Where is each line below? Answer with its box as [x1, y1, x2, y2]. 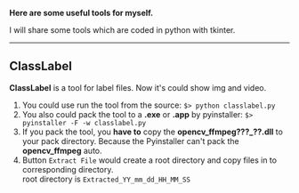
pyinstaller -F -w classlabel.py [21, 118, 147, 127]
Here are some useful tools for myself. [9, 8, 154, 18]
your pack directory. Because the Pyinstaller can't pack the [21, 135, 239, 146]
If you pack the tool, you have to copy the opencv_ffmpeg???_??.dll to [21, 126, 283, 137]
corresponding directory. [21, 164, 114, 174]
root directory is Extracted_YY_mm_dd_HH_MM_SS [21, 173, 191, 184]
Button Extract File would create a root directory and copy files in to [21, 155, 278, 165]
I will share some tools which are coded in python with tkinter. [9, 25, 236, 35]
